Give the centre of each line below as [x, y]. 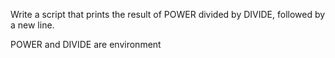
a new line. [32, 25]
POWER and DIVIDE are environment [86, 44]
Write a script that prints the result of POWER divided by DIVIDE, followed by [168, 14]
